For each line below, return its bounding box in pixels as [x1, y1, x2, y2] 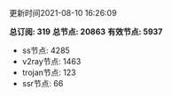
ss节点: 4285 [21, 45, 71, 56]
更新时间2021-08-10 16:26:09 [9, 8, 117, 18]
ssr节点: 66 [21, 78, 64, 88]
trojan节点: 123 [21, 67, 77, 78]
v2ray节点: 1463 [21, 56, 82, 66]
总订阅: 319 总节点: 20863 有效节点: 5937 [9, 26, 163, 37]
